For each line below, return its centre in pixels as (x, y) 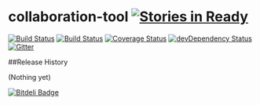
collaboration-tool (68, 17)
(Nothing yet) (29, 77)
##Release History (38, 62)
